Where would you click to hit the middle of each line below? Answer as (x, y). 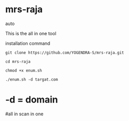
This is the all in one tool (31, 33)
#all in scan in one (24, 114)
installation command (28, 43)
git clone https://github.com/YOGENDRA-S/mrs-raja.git (65, 53)
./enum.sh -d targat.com (32, 79)
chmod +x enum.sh (24, 70)
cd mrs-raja (18, 62)
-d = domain (32, 100)
